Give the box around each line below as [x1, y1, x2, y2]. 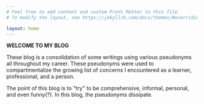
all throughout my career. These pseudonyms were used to [6, 60, 154, 67]
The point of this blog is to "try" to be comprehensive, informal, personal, [6, 85, 189, 92]
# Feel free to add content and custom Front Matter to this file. [6, 8, 181, 15]
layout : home [6, 25, 39, 31]
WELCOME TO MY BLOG [6, 42, 69, 49]
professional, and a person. [6, 73, 75, 80]
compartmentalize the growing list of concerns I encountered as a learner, [6, 67, 192, 74]
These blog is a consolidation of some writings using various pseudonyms [6, 54, 192, 61]
